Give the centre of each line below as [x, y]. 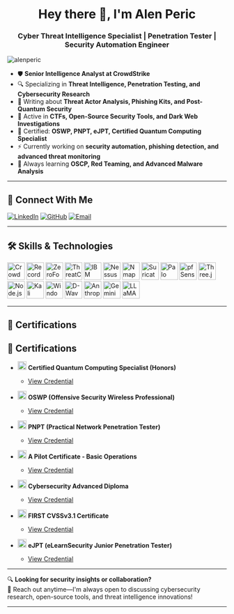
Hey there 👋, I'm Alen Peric [117, 14]
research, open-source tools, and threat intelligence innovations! [100, 597]
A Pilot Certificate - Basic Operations [82, 456]
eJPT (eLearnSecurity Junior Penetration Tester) [100, 546]
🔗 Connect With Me [50, 200]
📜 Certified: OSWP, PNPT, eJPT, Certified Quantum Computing [109, 131]
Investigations [39, 124]
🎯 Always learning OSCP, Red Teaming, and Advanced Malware [110, 164]
